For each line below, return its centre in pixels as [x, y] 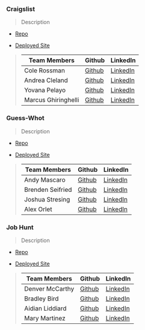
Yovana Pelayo [45, 90]
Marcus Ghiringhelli [51, 100]
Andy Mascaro [45, 180]
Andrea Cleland [46, 80]
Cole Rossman [44, 71]
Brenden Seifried [48, 189]
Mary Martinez [45, 318]
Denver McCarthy [49, 288]
